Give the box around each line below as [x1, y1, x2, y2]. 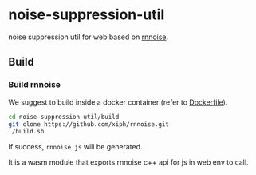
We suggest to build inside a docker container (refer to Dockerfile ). [8, 97, 228, 107]
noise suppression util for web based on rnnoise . [8, 32, 169, 42]
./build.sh [8, 128, 45, 136]
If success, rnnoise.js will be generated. [8, 142, 143, 152]
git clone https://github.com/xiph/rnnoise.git [8, 120, 170, 129]
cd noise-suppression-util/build [8, 113, 120, 121]
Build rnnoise [8, 79, 61, 90]
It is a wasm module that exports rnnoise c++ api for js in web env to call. [8, 157, 249, 167]
